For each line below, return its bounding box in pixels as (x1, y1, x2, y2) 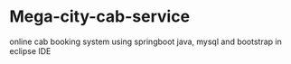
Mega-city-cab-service (9, 6, 191, 27)
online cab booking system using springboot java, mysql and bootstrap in (9, 36, 282, 47)
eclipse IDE (9, 45, 52, 56)
